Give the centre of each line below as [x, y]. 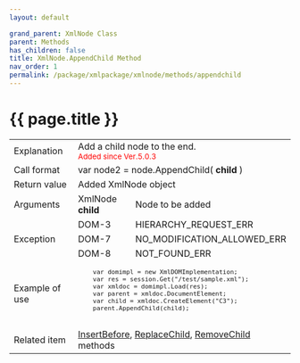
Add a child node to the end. [137, 146]
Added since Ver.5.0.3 [117, 156]
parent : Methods [39, 42]
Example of [37, 288]
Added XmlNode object [126, 184]
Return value [40, 184]
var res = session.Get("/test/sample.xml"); [171, 279]
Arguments [37, 204]
